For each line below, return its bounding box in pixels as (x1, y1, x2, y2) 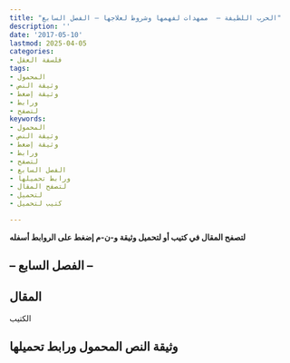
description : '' (9, 22, 71, 31)
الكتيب (9, 313, 32, 324)
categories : (9, 47, 54, 56)
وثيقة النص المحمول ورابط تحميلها (9, 339, 179, 355)
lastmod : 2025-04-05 (9, 38, 88, 48)
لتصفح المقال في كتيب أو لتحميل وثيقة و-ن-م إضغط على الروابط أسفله (9, 231, 246, 242)
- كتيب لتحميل (9, 199, 63, 209)
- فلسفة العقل (9, 55, 63, 64)
